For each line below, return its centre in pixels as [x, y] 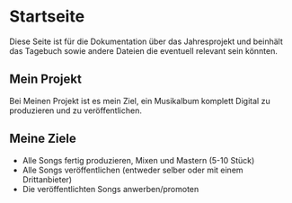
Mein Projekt [46, 79]
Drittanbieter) [47, 179]
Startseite [47, 17]
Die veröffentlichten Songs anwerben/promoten [111, 189]
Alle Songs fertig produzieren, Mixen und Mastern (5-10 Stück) [138, 160]
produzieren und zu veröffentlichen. [75, 110]
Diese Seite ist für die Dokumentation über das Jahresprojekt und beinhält [146, 41]
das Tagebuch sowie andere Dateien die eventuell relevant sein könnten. [144, 50]
